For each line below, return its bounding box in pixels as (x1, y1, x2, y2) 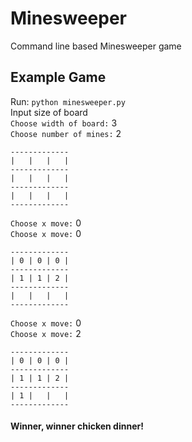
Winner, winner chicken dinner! (10, 420, 144, 432)
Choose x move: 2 (10, 327, 82, 339)
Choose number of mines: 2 (10, 127, 122, 139)
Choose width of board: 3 (10, 117, 118, 129)
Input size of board (10, 106, 88, 118)
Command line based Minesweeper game (10, 40, 182, 52)
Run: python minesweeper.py (10, 95, 126, 107)
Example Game (10, 69, 107, 86)
